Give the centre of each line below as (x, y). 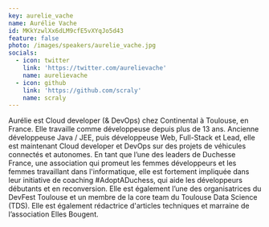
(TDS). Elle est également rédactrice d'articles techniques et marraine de (129, 206)
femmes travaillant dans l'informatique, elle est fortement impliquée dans (129, 172)
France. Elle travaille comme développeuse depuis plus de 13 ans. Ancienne (134, 129)
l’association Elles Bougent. (53, 214)
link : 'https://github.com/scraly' (82, 90)
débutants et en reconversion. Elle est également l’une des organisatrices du (135, 188)
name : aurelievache (55, 75)
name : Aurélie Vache (43, 23)
